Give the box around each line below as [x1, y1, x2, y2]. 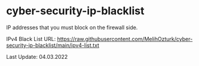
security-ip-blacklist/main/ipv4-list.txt [6, 42, 100, 49]
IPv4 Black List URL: [6, 35, 56, 42]
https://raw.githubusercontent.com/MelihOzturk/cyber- [57, 35, 193, 42]
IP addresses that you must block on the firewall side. [6, 24, 138, 31]
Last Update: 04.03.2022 [6, 53, 68, 60]
